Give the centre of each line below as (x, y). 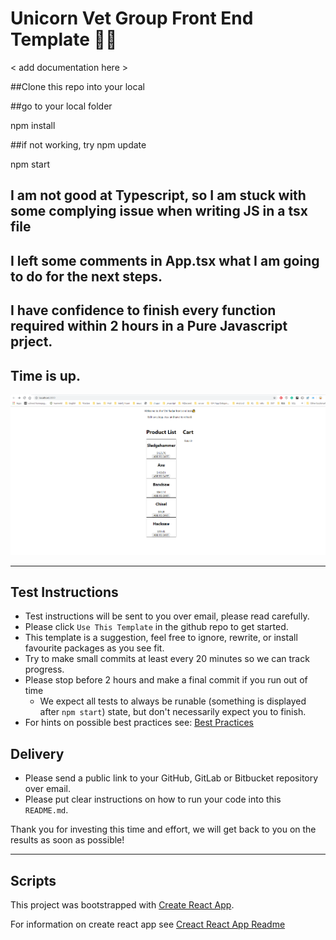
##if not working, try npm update (78, 144)
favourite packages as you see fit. (94, 648)
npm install (33, 125)
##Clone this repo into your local (77, 86)
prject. (31, 342)
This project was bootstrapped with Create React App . (122, 905)
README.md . (46, 810)
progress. (44, 669)
